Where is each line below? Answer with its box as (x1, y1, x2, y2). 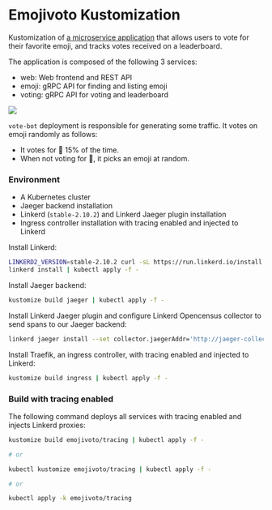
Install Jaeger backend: (8, 280, 87, 289)
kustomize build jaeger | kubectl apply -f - (8, 296, 164, 304)
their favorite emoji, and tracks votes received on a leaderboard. (8, 41, 223, 50)
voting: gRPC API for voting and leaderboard (19, 89, 168, 99)
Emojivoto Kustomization (8, 6, 181, 24)
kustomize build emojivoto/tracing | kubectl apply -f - (8, 435, 205, 444)
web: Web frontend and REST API (19, 72, 133, 82)
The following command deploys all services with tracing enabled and (8, 411, 242, 421)
